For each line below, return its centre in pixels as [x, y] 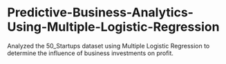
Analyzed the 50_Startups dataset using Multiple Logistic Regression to [109, 46]
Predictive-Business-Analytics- [100, 13]
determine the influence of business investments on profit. [91, 53]
